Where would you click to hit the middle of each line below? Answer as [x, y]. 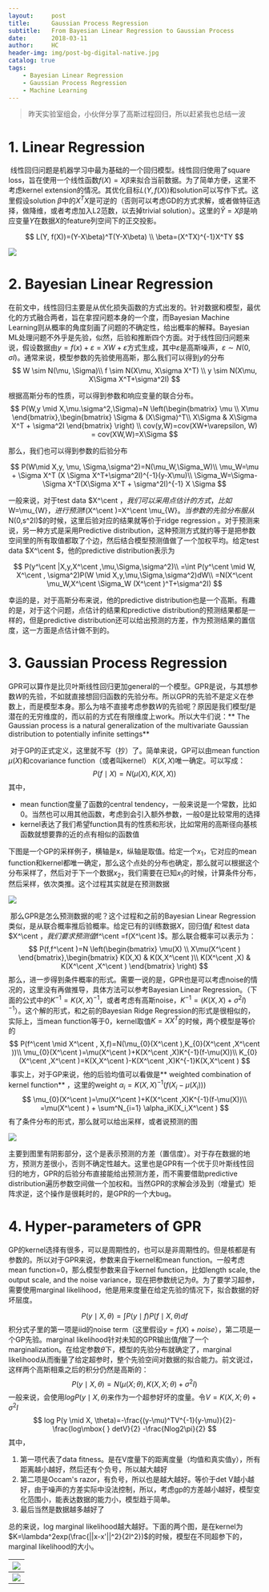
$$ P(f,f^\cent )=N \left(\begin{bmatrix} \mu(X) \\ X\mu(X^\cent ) [134, 949]
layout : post [37, 16]
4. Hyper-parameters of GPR [105, 1227]
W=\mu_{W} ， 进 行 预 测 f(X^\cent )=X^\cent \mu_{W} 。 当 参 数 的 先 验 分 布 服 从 [131, 510]
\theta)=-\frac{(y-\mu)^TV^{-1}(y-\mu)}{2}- [165, 1420]
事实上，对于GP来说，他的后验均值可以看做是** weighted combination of [130, 1075]
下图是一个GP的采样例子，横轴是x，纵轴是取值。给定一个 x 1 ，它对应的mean [133, 852]
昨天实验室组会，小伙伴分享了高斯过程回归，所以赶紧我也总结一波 [137, 114]
